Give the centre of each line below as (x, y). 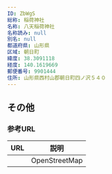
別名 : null (22, 39)
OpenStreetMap (57, 161)
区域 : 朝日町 (23, 52)
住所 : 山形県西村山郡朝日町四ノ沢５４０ (57, 78)
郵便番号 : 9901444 (32, 71)
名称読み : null (27, 33)
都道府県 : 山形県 (28, 46)
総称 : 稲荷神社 (26, 20)
